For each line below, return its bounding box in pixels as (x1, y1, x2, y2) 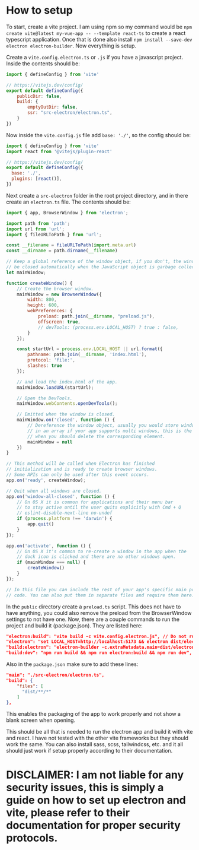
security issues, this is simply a (6, 781, 164, 794)
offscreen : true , (37, 319, 81, 325)
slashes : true (27, 363, 62, 369)
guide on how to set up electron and (6, 793, 187, 807)
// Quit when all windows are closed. (6, 488, 102, 494)
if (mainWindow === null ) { (17, 559, 86, 566)
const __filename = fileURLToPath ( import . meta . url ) (6, 242, 136, 248)
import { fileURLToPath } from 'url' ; (6, 231, 102, 237)
